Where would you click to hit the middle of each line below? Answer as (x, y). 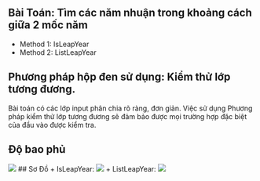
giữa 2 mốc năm (48, 25)
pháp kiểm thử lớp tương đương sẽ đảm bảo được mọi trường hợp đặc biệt (128, 116)
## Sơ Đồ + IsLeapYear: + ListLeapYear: (87, 169)
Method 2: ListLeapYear (58, 52)
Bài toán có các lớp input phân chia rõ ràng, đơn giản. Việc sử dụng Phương (130, 108)
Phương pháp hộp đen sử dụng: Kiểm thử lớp (119, 77)
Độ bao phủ (37, 149)
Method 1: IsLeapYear (54, 44)
